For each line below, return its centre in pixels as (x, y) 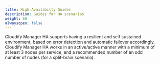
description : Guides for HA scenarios (45, 14)
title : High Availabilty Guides (38, 9)
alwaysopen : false (24, 23)
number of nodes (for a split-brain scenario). (50, 57)
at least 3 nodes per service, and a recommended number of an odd (74, 52)
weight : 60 (16, 18)
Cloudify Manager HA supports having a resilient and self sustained (73, 37)
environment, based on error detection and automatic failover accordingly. (80, 42)
